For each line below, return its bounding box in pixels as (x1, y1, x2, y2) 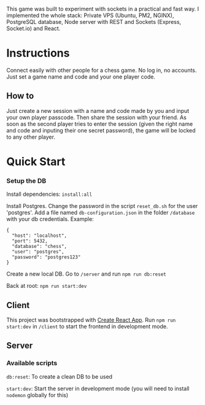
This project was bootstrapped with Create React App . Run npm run (6, 316, 176, 324)
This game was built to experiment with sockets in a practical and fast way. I (6, 6, 199, 12)
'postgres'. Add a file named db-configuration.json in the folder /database (6, 209, 195, 217)
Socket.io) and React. (6, 25, 61, 32)
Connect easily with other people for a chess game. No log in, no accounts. (6, 66, 197, 74)
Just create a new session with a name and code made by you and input (6, 107, 190, 114)
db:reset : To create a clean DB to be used (6, 372, 112, 380)
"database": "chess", (12, 244, 68, 250)
